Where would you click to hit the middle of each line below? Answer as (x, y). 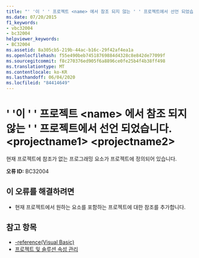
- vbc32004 (20, 28)
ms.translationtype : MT (36, 66)
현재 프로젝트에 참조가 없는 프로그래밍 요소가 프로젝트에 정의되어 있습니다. (92, 159)
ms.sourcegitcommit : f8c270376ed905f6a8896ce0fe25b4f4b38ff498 (86, 61)
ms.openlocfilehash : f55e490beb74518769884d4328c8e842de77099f (86, 55)
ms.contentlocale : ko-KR (37, 72)
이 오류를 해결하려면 (40, 192)
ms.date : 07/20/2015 (32, 17)
